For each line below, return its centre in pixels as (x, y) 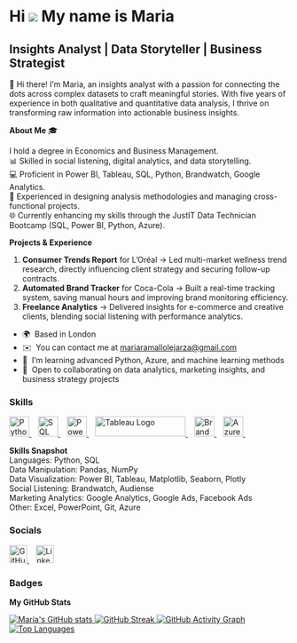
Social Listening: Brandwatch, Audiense (82, 488)
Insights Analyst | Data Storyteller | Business (136, 49)
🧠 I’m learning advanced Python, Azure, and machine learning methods (153, 360)
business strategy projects (70, 379)
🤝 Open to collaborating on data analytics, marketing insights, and (144, 369)
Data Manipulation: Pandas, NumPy (74, 470)
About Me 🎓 (34, 130)
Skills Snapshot (39, 451)
